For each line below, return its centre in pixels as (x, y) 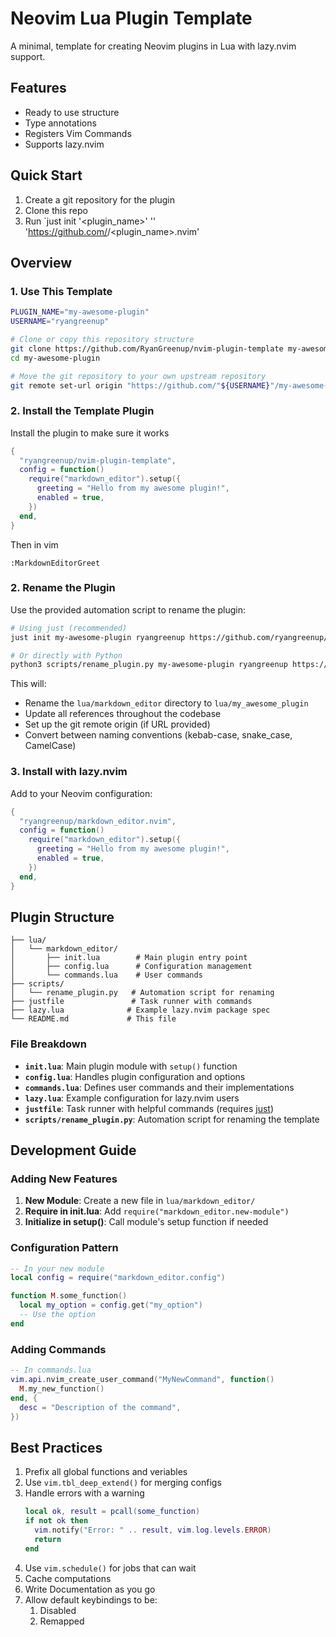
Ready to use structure (72, 112)
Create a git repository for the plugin (99, 199)
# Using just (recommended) (69, 628)
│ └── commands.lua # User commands (106, 975)
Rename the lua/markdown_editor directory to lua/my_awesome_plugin (166, 703)
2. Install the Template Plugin (82, 411)
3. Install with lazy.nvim (69, 772)
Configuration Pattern (64, 1248)
